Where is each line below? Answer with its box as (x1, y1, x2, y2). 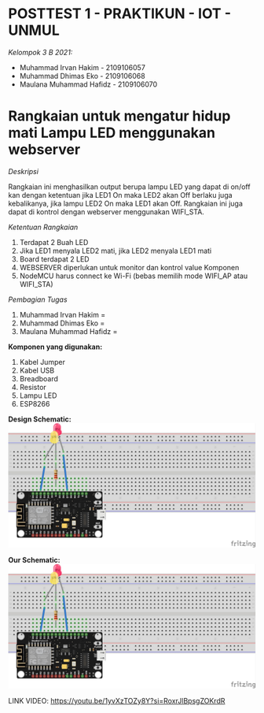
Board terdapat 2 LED (19, 254, 90, 264)
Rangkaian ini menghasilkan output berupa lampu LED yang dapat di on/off (8, 182, 251, 191)
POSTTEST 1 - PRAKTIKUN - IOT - (8, 5, 232, 23)
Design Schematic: (8, 414, 72, 424)
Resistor (19, 382, 47, 392)
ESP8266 (19, 399, 50, 408)
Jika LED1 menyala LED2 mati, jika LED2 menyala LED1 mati (19, 246, 212, 255)
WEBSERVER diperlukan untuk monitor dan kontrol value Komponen (19, 262, 240, 272)
